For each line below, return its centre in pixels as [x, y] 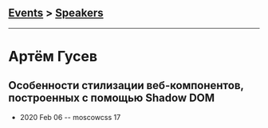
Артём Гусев [53, 56]
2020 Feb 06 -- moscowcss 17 [70, 117]
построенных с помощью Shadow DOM [112, 98]
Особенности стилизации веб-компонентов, [126, 85]
